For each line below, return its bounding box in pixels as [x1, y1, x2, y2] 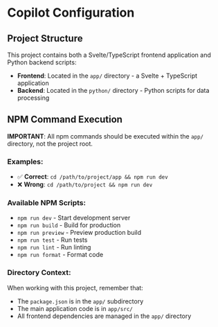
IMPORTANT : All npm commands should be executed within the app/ [7, 132, 204, 140]
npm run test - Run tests [17, 236, 88, 244]
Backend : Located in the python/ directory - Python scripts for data [17, 87, 210, 94]
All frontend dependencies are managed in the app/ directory [17, 312, 192, 320]
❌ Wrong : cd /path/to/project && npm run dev [17, 180, 153, 188]
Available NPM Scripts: [7, 198, 87, 208]
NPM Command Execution [7, 114, 123, 125]
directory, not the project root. [7, 139, 93, 148]
